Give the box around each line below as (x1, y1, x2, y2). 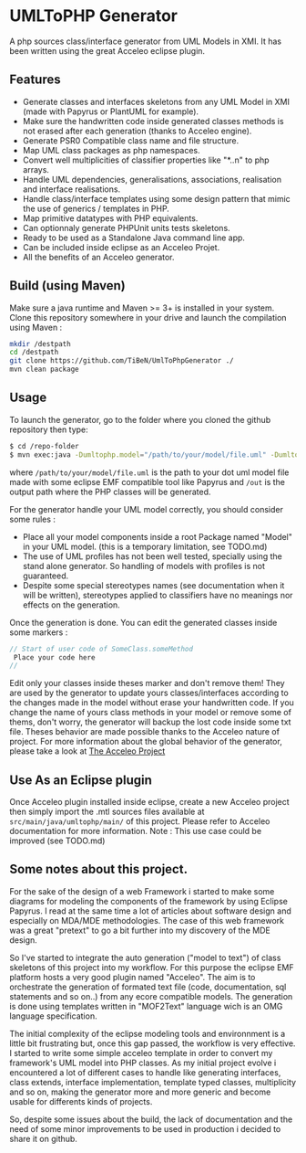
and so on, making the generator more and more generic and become (9, 1086, 271, 1097)
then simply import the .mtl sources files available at (9, 806, 205, 818)
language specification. (9, 1010, 97, 1021)
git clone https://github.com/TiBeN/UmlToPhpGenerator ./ (9, 356, 234, 365)
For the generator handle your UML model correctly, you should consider (9, 503, 284, 514)
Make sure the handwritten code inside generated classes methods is (22, 115, 284, 126)
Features (9, 72, 61, 88)
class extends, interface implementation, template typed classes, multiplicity (9, 1076, 297, 1087)
